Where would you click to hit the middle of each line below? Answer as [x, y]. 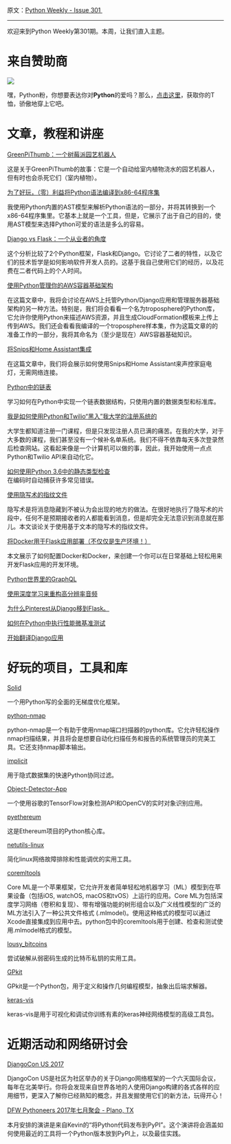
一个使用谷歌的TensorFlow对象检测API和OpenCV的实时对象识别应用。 [107, 803]
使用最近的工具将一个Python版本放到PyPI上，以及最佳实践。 [99, 1133]
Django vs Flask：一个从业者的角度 [57, 238]
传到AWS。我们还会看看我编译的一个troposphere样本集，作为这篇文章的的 [113, 325]
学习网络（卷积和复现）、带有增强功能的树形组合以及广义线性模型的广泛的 [117, 904]
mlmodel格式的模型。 [45, 930]
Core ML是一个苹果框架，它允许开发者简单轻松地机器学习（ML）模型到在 [111, 887]
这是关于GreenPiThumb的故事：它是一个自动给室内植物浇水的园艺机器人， [113, 169]
